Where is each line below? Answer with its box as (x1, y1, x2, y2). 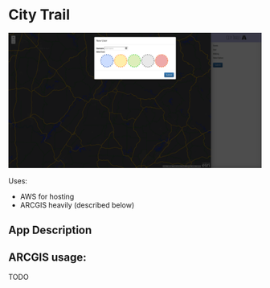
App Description (8, 224, 92, 237)
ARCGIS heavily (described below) (19, 200, 135, 210)
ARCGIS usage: (8, 251, 87, 265)
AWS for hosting (19, 191, 75, 201)
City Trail (8, 6, 71, 24)
